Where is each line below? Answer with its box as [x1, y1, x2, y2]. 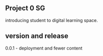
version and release [5, 32, 69, 40]
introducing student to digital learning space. [5, 17, 98, 23]
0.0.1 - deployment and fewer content [5, 45, 83, 51]
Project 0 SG [5, 4, 45, 12]
